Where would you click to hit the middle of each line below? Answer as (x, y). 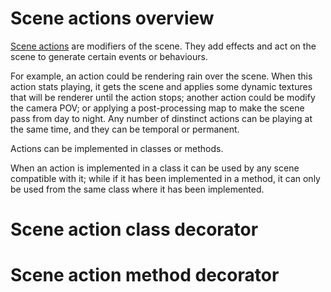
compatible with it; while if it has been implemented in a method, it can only (165, 178)
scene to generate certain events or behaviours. (109, 56)
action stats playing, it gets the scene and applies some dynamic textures (161, 86)
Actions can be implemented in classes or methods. (117, 148)
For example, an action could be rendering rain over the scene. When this (161, 76)
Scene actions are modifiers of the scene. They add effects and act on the (163, 46)
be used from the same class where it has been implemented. (137, 189)
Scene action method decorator (145, 275)
